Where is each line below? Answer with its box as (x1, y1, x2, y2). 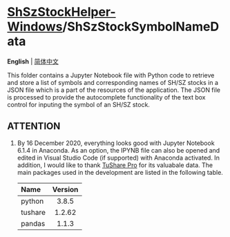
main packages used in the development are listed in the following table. (17, 168, 223, 176)
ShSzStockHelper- (7, 4, 116, 20)
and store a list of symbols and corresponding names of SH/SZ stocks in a (7, 78, 219, 86)
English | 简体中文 (7, 57, 59, 66)
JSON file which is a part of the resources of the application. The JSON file (7, 86, 221, 94)
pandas (20, 218, 46, 228)
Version (52, 184, 79, 194)
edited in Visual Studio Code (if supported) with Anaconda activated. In (17, 153, 220, 162)
